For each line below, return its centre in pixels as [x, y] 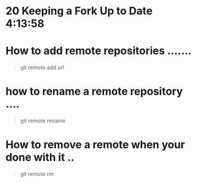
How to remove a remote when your [95, 145]
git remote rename [43, 121]
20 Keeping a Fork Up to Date [79, 11]
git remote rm [37, 174]
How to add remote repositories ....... [98, 51]
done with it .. [40, 158]
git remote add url [42, 67]
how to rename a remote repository [94, 91]
